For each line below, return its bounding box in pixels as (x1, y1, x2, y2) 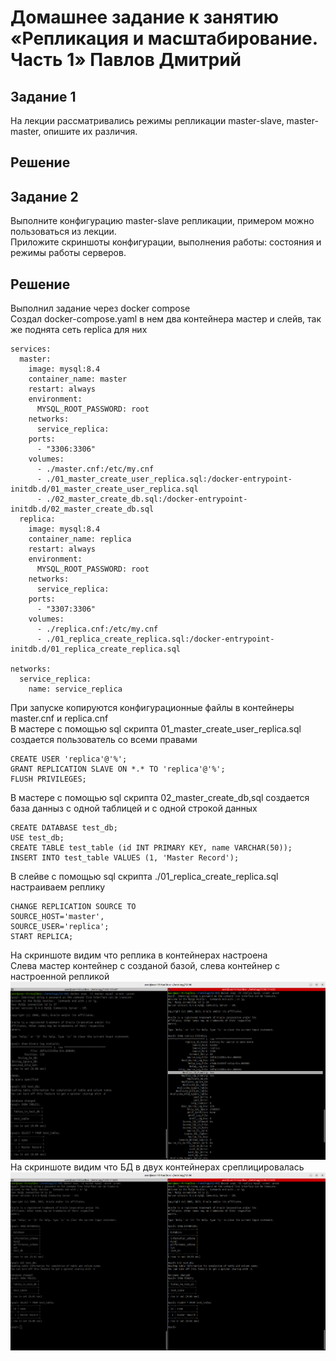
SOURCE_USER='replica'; (10, 922, 110, 932)
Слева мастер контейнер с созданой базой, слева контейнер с (10, 960, 281, 972)
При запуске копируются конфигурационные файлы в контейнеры (10, 702, 295, 714)
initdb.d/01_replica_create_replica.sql (10, 644, 182, 655)
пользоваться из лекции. (10, 226, 117, 238)
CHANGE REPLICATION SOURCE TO (10, 902, 137, 912)
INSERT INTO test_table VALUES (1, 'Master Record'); (10, 853, 240, 863)
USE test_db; (10, 833, 65, 843)
